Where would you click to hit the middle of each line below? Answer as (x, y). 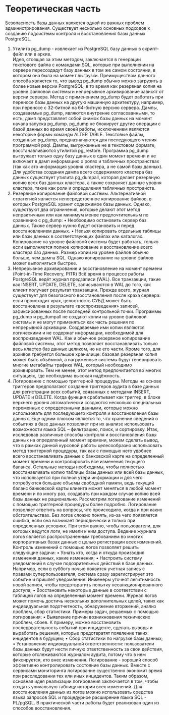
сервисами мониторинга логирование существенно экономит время (87, 670)
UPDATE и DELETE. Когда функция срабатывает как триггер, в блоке (86, 397)
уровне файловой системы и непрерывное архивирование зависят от (88, 91)
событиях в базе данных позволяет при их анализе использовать (83, 424)
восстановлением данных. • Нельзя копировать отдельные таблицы (87, 231)
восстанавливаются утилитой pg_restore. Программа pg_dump (80, 150)
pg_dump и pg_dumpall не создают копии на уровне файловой (79, 316)
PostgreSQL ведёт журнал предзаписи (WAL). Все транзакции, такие (87, 279)
